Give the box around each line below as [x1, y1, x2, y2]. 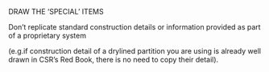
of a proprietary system [8, 31, 87, 40]
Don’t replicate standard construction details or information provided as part [8, 22, 261, 31]
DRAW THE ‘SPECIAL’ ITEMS [8, 7, 104, 16]
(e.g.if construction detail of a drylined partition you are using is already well [8, 46, 262, 55]
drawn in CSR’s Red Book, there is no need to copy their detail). [8, 55, 219, 64]
